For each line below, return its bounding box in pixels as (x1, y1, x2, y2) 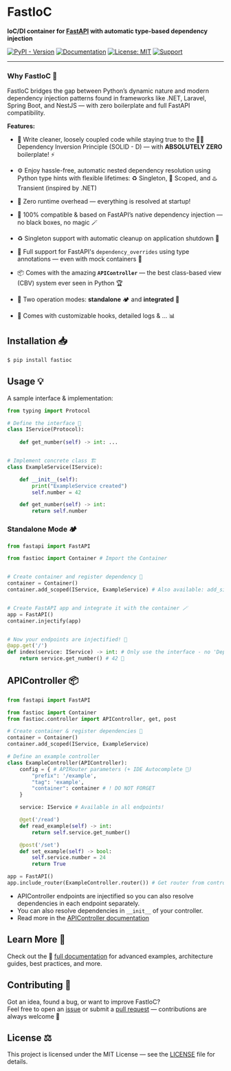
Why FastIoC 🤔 (7, 71, 57, 80)
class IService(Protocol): (7, 426, 85, 433)
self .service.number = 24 (32, 854, 107, 861)
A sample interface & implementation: (7, 393, 113, 402)
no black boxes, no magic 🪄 (16, 218, 98, 227)
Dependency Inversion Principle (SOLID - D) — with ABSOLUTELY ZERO (16, 142, 223, 151)
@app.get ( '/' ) (7, 642, 48, 649)
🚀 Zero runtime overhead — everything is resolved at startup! (16, 197, 191, 206)
